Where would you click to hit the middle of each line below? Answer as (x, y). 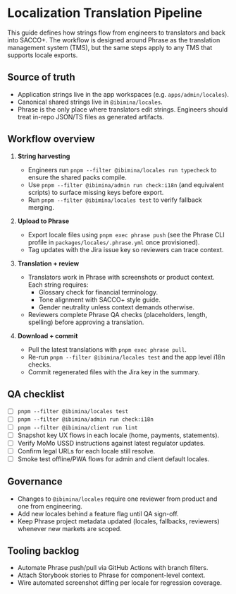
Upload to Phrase (43, 221)
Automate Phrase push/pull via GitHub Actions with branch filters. (113, 568)
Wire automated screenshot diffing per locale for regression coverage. (120, 583)
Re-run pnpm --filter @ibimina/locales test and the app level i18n (126, 357)
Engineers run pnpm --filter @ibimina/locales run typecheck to (122, 170)
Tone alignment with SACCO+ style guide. (99, 299)
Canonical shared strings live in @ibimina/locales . (90, 102)
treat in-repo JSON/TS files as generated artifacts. (91, 117)
